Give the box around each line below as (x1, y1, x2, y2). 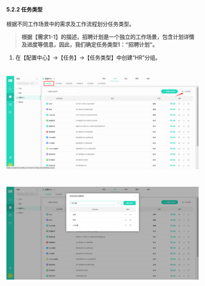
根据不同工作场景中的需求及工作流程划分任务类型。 (6, 20, 135, 28)
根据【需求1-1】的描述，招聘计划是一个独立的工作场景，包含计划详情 (21, 34, 195, 41)
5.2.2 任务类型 (6, 5, 43, 13)
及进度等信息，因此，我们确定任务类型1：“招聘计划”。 (21, 41, 158, 48)
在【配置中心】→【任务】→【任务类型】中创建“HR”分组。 (15, 54, 161, 61)
